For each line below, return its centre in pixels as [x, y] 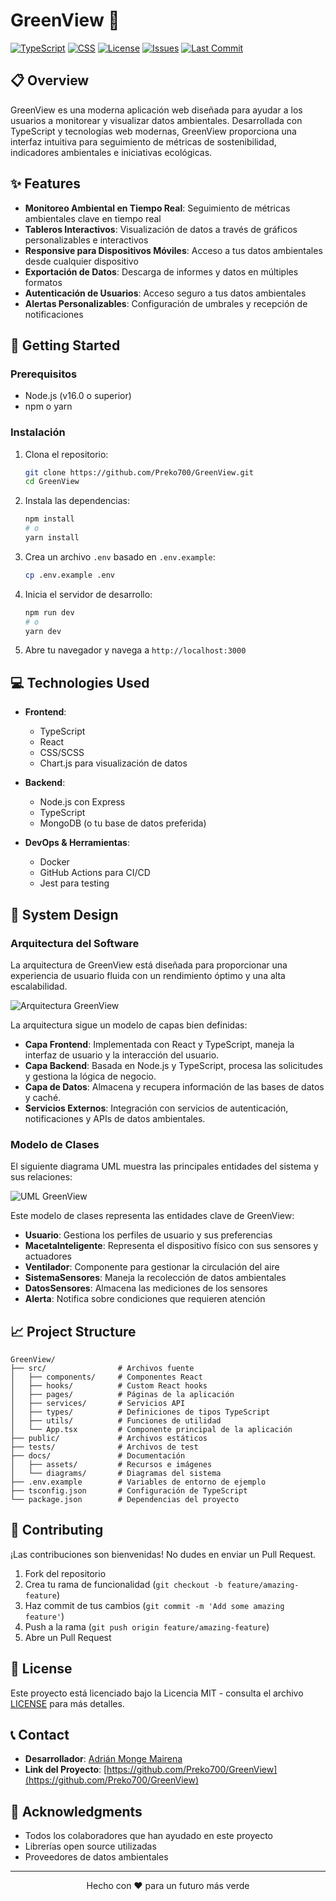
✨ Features [45, 184]
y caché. [43, 1097]
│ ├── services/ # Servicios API [98, 1404]
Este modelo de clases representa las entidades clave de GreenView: [152, 1216]
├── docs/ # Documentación [98, 1456]
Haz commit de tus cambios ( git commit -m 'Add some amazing [154, 1605]
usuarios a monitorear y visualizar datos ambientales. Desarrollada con [156, 120]
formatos [43, 282]
